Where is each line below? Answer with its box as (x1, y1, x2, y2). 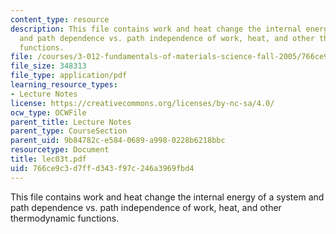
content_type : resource (10, 14, 110, 25)
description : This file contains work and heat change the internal (10, 24, 302, 34)
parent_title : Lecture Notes (10, 117, 132, 127)
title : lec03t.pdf (10, 154, 87, 164)
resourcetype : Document (10, 145, 110, 155)
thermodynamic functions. (10, 212, 120, 224)
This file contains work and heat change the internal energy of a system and (10, 191, 325, 203)
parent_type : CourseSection (10, 126, 128, 136)
